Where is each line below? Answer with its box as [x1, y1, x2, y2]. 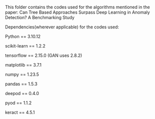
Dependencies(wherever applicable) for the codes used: [5, 24, 119, 30]
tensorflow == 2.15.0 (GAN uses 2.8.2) [5, 52, 82, 58]
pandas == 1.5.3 [5, 81, 38, 87]
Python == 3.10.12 [5, 34, 41, 39]
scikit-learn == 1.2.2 [5, 43, 46, 48]
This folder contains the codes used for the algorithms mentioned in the [5, 4, 150, 10]
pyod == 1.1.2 [5, 100, 32, 106]
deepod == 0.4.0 [5, 91, 39, 96]
